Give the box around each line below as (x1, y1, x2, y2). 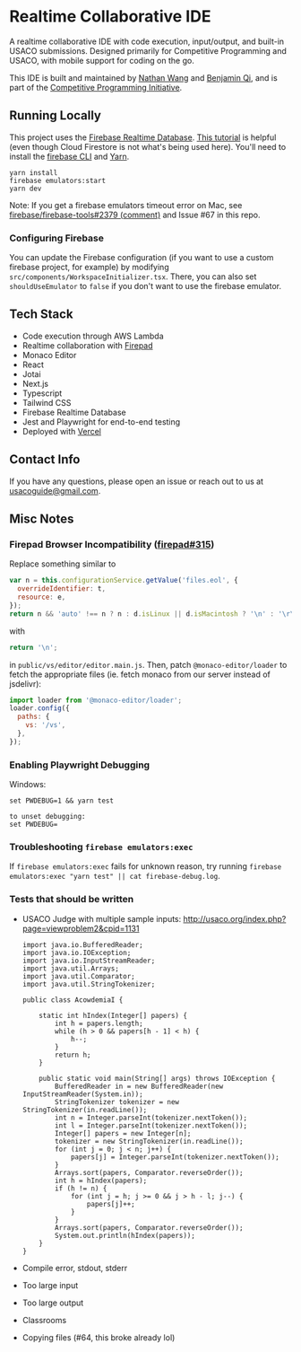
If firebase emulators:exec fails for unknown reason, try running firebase (9, 861, 282, 872)
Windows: (9, 779, 47, 790)
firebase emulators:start (9, 176, 106, 185)
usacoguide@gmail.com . (9, 485, 101, 496)
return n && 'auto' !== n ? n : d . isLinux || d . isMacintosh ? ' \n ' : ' (9, 609, 283, 619)
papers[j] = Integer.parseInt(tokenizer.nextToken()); (70, 1152, 279, 1162)
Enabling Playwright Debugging (9, 759, 150, 771)
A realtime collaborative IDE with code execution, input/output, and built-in (9, 36, 285, 47)
